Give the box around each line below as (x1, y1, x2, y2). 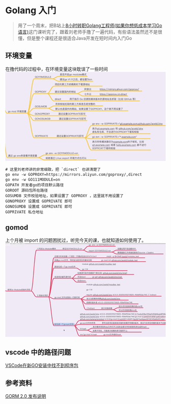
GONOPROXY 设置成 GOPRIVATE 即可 (5, 199, 72, 204)
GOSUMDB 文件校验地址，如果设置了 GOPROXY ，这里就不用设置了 (5, 193, 124, 198)
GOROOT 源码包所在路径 (5, 188, 48, 193)
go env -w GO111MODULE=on (5, 177, 60, 182)
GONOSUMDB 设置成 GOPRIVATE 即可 (5, 204, 72, 209)
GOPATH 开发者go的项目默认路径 (5, 182, 64, 188)
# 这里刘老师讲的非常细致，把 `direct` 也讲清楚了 (5, 167, 101, 172)
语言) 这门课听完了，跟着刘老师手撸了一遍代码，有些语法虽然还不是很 (17, 28, 162, 35)
